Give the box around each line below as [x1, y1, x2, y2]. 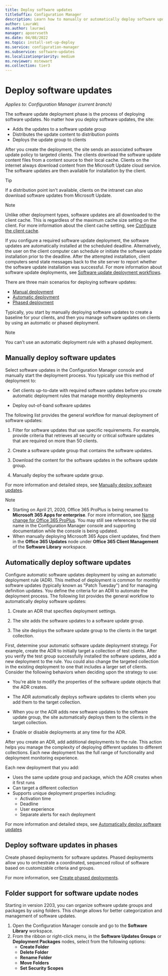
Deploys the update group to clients [12, 137, 86, 143]
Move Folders [19, 960, 49, 966]
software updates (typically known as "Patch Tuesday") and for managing [5, 582, 157, 588]
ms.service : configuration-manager [5, 45, 79, 50]
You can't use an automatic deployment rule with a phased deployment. [5, 339, 153, 346]
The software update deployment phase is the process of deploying [5, 111, 145, 117]
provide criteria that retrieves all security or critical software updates [12, 432, 154, 438]
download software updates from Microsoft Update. [5, 192, 112, 198]
